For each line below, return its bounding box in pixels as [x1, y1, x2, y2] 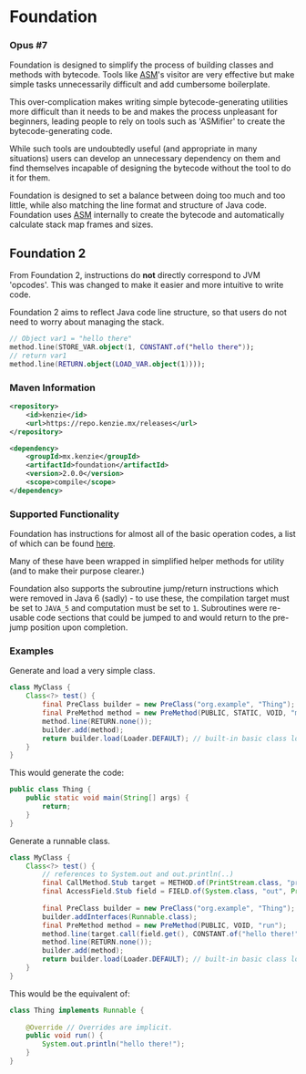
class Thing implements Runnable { [9, 1006, 145, 1015]
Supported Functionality [9, 508, 120, 521]
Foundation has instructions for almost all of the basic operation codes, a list [9, 529, 296, 540]
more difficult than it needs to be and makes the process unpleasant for [9, 107, 278, 118]
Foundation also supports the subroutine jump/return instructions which [9, 583, 280, 594]
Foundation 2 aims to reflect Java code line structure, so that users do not [9, 307, 287, 318]
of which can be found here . [9, 538, 116, 549]
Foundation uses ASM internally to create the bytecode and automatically [9, 210, 285, 221]
